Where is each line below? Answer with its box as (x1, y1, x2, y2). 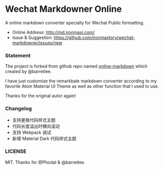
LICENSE (5, 148, 27, 155)
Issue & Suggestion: (12, 34, 53, 40)
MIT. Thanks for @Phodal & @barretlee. (5, 159, 85, 165)
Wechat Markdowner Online (5, 3, 122, 15)
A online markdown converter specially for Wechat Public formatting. (5, 20, 145, 26)
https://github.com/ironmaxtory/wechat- (54, 34, 136, 40)
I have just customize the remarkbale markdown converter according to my (5, 78, 157, 84)
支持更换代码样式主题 (12, 117, 55, 123)
